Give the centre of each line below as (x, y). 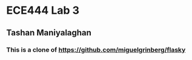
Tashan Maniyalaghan (49, 33)
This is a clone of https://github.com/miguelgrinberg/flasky (96, 50)
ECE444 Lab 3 (43, 10)
